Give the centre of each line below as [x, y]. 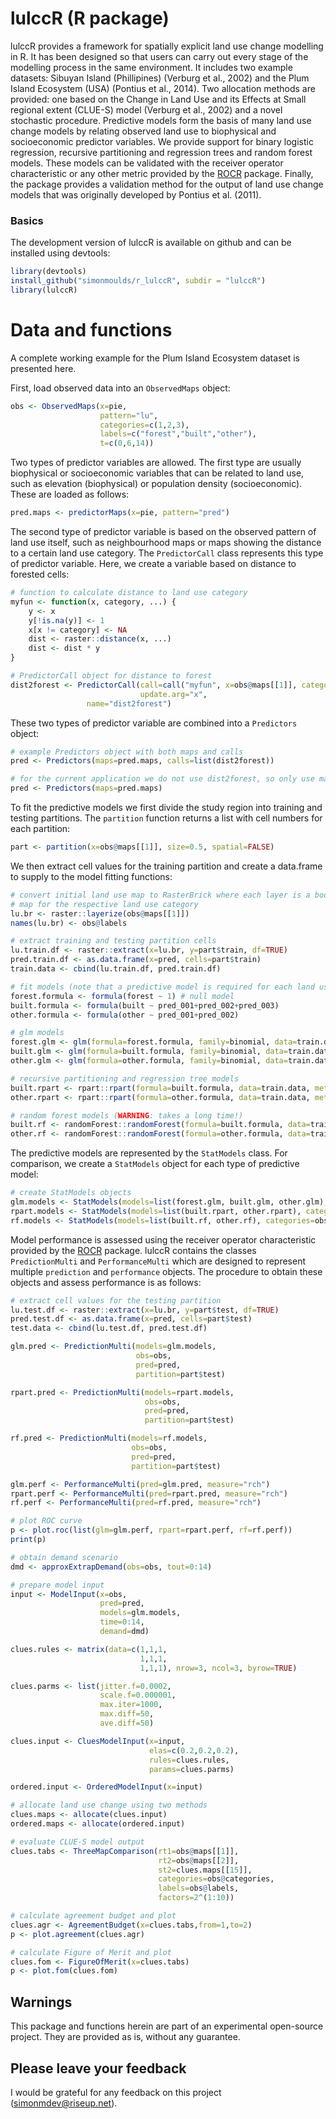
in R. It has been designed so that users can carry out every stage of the [159, 56]
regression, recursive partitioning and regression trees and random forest [161, 152]
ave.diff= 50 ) [127, 1723]
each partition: [40, 829]
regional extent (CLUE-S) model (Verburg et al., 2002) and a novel [146, 109]
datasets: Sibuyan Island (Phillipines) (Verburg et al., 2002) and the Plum [160, 78]
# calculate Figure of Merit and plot [91, 1952]
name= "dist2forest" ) [129, 703]
